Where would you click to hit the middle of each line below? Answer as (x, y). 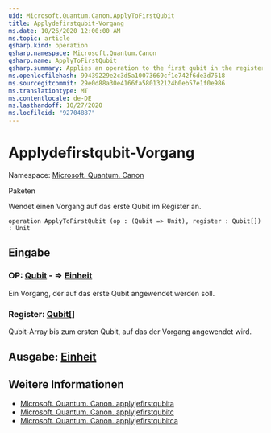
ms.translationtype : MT (48, 91)
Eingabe (29, 253)
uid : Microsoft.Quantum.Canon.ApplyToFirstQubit (92, 16)
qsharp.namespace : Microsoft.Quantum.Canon (83, 53)
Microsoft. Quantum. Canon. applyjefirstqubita (97, 404)
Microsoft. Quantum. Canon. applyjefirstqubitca (99, 421)
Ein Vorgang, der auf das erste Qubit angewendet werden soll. (112, 293)
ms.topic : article (39, 38)
